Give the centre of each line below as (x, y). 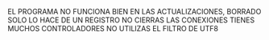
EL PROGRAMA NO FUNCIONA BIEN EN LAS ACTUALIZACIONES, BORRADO (134, 12)
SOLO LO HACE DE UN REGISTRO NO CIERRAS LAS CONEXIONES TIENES (131, 20)
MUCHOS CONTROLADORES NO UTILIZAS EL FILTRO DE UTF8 (113, 28)
